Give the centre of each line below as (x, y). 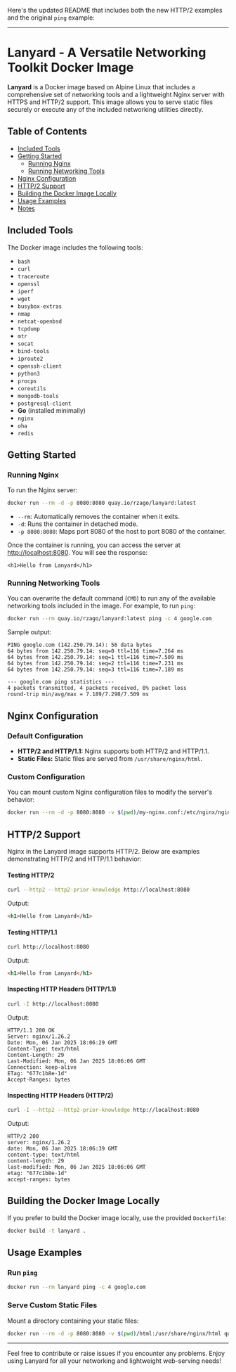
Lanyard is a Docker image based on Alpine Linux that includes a (101, 86)
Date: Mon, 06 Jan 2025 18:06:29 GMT (63, 1043)
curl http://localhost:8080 (48, 947)
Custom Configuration (46, 776)
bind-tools (33, 351)
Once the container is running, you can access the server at (94, 545)
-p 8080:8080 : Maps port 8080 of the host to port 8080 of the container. (122, 532)
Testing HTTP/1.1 (32, 932)
